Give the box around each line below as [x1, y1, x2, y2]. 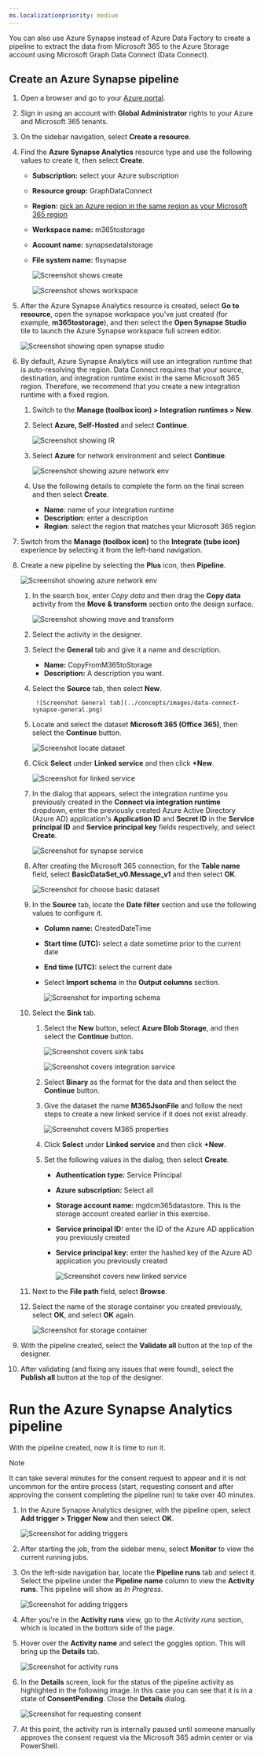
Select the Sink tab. [31, 1008, 97, 1018]
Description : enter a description [43, 513, 148, 523]
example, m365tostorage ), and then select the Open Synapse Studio [20, 318, 247, 327]
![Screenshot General [35, 699, 107, 708]
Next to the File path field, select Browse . [31, 1287, 167, 1296]
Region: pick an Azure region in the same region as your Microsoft [31, 201, 247, 211]
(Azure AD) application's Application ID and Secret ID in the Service [31, 814, 255, 824]
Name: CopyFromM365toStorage [43, 660, 152, 670]
